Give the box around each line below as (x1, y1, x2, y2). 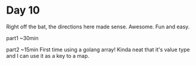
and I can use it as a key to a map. (6, 52, 90, 59)
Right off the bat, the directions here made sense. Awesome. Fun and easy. (6, 23, 190, 30)
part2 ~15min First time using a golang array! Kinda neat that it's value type (6, 45, 190, 53)
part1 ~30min (6, 34, 39, 41)
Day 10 (6, 4, 40, 17)
